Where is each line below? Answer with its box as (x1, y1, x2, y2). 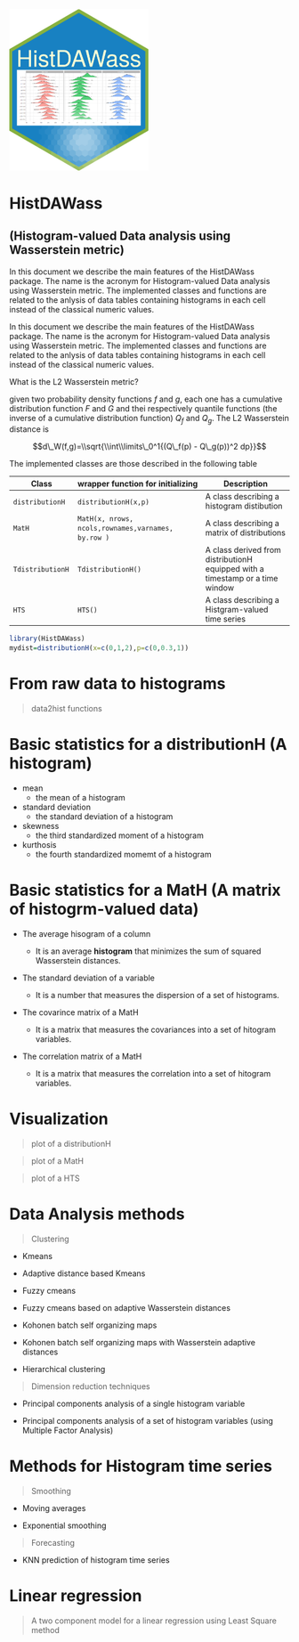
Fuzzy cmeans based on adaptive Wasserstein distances (21, 1302, 231, 1313)
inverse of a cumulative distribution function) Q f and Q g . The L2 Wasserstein (9, 412, 289, 426)
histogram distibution (205, 500, 283, 511)
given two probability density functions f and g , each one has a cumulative (9, 394, 283, 404)
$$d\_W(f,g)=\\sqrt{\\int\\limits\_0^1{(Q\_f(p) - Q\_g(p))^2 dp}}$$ (32, 441, 267, 452)
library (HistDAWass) (9, 634, 86, 644)
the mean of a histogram (35, 793, 126, 802)
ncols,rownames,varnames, (77, 524, 174, 533)
